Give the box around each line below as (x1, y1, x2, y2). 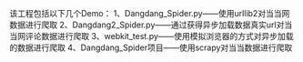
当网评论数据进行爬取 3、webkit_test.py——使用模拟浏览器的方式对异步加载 (9, 31, 294, 41)
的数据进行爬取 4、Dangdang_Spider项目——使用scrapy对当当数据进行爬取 (9, 42, 293, 53)
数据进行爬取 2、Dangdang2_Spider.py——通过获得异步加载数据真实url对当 (9, 19, 293, 30)
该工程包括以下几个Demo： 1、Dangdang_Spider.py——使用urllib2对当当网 (9, 8, 290, 18)
